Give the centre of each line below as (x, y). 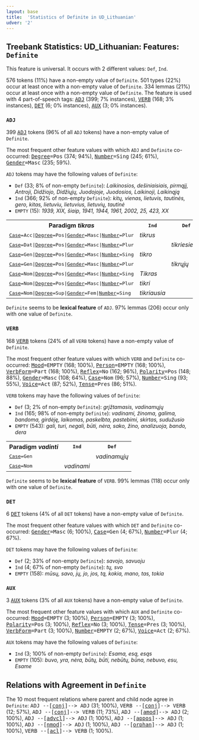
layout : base (22, 12)
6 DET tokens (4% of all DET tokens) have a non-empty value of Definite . (95, 514)
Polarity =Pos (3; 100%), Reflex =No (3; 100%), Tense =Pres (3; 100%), (96, 624)
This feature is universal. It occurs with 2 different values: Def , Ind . (87, 69)
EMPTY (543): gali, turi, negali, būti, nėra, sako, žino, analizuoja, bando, (100, 425)
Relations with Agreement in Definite (76, 685)
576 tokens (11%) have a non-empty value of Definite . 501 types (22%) (94, 80)
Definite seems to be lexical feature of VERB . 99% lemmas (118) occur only (98, 481)
